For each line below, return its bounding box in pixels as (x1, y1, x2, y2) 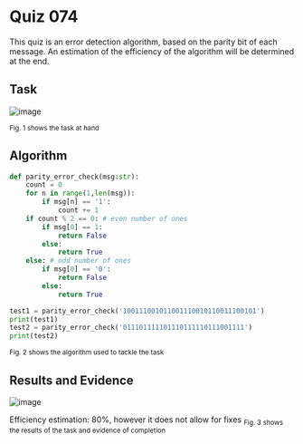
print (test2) (9, 332, 59, 341)
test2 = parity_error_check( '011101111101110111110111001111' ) (9, 323, 253, 333)
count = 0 (25, 180, 63, 189)
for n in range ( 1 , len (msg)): (25, 188, 136, 198)
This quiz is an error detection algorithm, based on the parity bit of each (9, 36, 278, 47)
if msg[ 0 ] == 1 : (42, 222, 103, 232)
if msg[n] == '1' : (42, 198, 111, 207)
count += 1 (57, 206, 99, 215)
